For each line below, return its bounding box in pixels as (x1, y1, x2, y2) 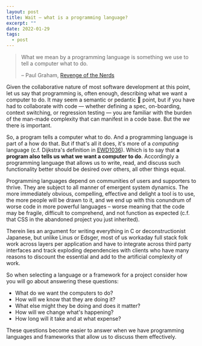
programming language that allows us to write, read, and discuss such (6, 159, 181, 166)
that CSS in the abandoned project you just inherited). (6, 216, 140, 223)
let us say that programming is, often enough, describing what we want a (6, 90, 188, 97)
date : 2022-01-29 (6, 25, 50, 32)
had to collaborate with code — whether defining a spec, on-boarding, (6, 103, 181, 109)
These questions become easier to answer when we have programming (6, 327, 185, 334)
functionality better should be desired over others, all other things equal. (6, 165, 186, 173)
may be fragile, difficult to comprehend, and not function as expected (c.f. (6, 210, 190, 216)
